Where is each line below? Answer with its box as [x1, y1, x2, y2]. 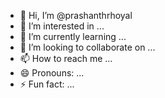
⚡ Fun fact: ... [19, 78, 75, 90]
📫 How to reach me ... [19, 53, 113, 64]
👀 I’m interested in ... [19, 20, 105, 32]
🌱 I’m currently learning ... [19, 31, 127, 42]
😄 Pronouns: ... [19, 67, 85, 79]
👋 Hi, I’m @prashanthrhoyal [19, 10, 133, 21]
